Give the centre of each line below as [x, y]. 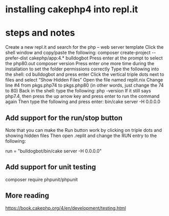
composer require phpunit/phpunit [41, 179]
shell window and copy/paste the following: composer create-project [78, 53]
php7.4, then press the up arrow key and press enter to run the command [82, 96]
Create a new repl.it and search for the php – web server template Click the [84, 47]
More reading [27, 196]
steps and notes [40, 33]
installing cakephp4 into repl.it [72, 9]
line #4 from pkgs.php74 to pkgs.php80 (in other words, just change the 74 [84, 85]
